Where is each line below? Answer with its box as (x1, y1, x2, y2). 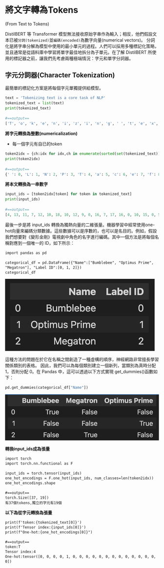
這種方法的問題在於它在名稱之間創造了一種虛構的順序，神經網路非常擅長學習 (5, 356, 159, 362)
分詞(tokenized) (18, 38, 50, 43)
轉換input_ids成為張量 (5, 445, 50, 452)
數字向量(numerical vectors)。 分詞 (84, 37, 155, 43)
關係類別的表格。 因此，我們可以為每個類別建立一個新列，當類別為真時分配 (5, 362, 156, 368)
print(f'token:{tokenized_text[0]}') (5, 520, 82, 525)
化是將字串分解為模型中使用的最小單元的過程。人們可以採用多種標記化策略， (5, 43, 159, 49)
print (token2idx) (5, 156, 41, 161)
